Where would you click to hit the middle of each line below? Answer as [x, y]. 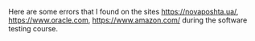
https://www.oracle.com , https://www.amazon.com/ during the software [128, 20]
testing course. [33, 29]
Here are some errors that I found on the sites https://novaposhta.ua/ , [123, 12]
